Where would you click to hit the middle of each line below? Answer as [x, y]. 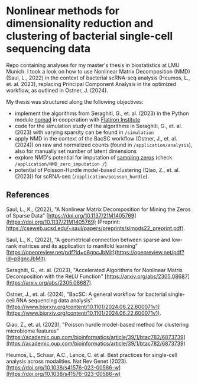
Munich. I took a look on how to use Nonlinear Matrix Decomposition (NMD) [98, 71]
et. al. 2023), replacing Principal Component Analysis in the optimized [91, 84]
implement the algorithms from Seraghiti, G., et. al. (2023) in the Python [102, 113]
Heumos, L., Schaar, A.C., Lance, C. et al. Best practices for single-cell [92, 355]
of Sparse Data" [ [27, 215]
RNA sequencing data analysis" [54, 300]
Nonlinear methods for [63, 11]
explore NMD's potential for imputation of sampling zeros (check [93, 157]
